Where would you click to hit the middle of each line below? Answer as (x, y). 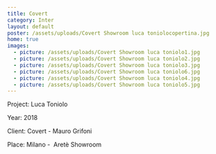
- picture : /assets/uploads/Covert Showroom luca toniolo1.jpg (107, 53)
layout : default (31, 26)
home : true (23, 40)
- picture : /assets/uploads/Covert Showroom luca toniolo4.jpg (107, 78)
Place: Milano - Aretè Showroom (55, 145)
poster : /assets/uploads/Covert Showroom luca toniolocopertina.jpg (108, 33)
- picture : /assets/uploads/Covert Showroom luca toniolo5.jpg (107, 85)
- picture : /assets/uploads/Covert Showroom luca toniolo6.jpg (107, 71)
